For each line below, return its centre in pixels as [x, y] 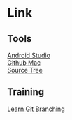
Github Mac [24, 63]
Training [26, 92]
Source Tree [25, 70]
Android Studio [29, 55]
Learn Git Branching [36, 109]
